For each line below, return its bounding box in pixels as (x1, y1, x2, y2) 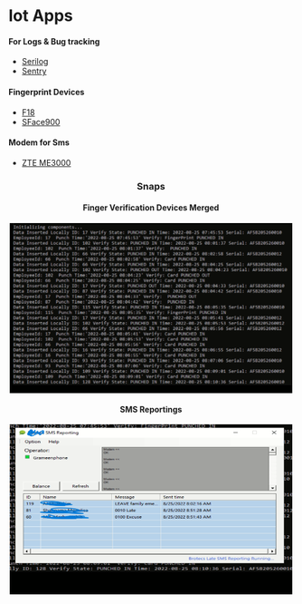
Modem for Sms (8, 137, 70, 148)
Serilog (21, 56, 49, 67)
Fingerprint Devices (8, 86, 85, 97)
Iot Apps (8, 5, 73, 26)
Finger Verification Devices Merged (82, 202, 220, 213)
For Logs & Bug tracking (8, 35, 100, 46)
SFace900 (21, 116, 61, 127)
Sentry (21, 65, 47, 77)
